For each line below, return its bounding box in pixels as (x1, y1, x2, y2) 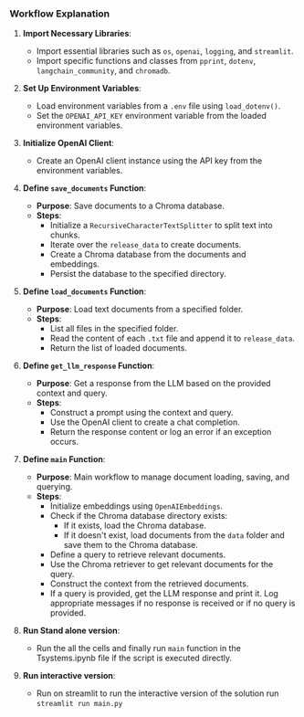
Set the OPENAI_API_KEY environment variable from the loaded (36, 111, 267, 121)
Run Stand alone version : (22, 625, 121, 637)
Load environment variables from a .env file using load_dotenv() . (36, 100, 281, 111)
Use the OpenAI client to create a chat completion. (49, 416, 240, 427)
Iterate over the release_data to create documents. (49, 239, 242, 250)
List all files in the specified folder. (49, 323, 179, 334)
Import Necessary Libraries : (22, 28, 132, 39)
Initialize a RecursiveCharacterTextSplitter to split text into (49, 220, 273, 231)
